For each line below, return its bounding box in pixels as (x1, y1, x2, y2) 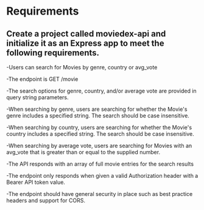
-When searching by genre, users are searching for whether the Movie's (6, 105, 188, 113)
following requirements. (6, 47, 99, 58)
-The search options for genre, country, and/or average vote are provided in (6, 87, 197, 94)
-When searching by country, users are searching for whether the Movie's (6, 124, 192, 131)
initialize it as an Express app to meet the (6, 38, 164, 48)
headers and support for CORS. (6, 197, 85, 204)
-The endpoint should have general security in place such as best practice (6, 191, 193, 197)
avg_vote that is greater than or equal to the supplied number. (6, 149, 160, 156)
